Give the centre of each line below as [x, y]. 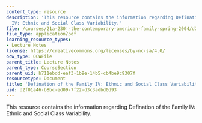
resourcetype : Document [36, 79]
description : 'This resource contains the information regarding [90, 17]
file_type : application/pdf [41, 34]
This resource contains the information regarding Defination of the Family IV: [101, 107]
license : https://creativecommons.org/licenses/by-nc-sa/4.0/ [86, 51]
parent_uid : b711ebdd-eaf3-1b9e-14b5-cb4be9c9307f [71, 73]
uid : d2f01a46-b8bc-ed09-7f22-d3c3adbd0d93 [62, 90]
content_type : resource [36, 12]
